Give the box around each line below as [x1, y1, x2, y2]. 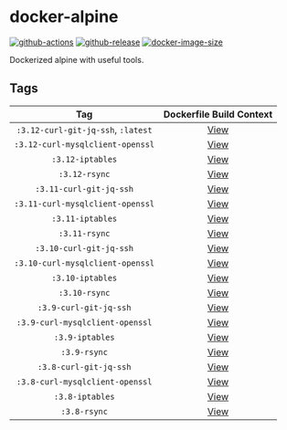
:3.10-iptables [51, 272, 118, 283]
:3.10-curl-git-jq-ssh [35, 243, 134, 253]
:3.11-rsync [58, 228, 111, 238]
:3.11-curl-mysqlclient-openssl [14, 198, 155, 209]
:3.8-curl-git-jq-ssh [37, 362, 132, 372]
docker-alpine [9, 6, 119, 27]
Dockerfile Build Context [163, 108, 273, 121]
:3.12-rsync [58, 169, 111, 179]
